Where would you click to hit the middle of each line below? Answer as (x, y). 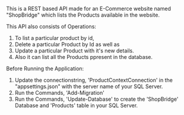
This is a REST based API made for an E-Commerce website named (88, 9)
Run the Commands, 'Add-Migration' (60, 93)
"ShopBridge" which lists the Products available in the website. (83, 15)
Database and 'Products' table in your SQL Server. (76, 105)
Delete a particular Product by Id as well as (67, 44)
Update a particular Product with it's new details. (74, 51)
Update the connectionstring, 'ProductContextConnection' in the (94, 80)
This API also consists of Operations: (51, 27)
